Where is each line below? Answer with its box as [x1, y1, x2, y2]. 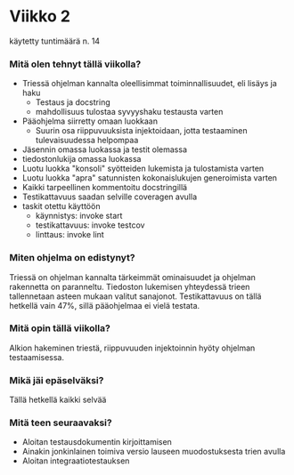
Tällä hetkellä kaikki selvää [9, 394, 107, 406]
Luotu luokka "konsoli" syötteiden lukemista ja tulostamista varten [21, 163, 265, 174]
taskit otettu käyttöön [21, 201, 101, 212]
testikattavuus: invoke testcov [35, 220, 145, 230]
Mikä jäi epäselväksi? [9, 374, 104, 386]
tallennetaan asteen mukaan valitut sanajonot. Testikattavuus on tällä [9, 291, 262, 302]
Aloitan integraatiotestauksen [21, 455, 130, 466]
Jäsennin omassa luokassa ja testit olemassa [21, 144, 188, 155]
